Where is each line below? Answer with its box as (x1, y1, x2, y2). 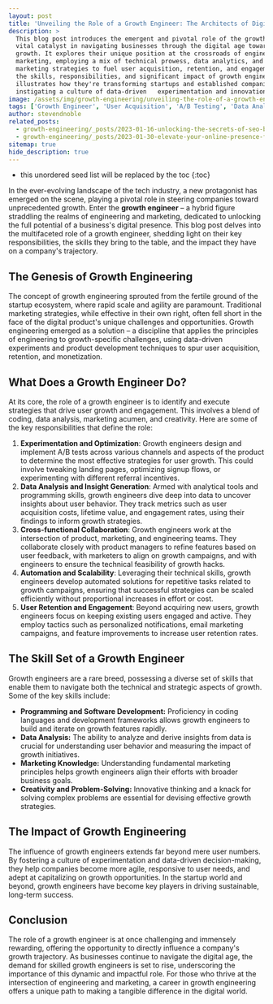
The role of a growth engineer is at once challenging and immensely (8, 935, 236, 945)
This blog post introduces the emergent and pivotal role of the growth (15, 34, 267, 43)
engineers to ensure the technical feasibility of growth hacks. (19, 560, 226, 569)
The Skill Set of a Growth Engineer (8, 651, 185, 666)
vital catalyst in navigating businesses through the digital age (15, 42, 245, 50)
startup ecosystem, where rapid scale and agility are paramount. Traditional (8, 300, 262, 309)
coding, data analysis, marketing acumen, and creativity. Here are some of (8, 414, 258, 423)
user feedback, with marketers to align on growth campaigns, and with (19, 551, 258, 560)
